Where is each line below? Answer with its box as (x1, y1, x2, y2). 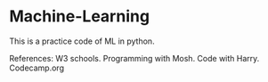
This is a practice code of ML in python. (9, 36, 155, 46)
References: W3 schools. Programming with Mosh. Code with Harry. (9, 53, 260, 63)
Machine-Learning (9, 6, 150, 27)
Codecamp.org (9, 62, 65, 73)
